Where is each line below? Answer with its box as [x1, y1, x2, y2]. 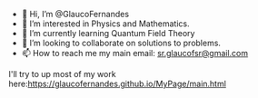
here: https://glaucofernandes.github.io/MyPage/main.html [8, 78, 226, 89]
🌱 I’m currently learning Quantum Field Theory [21, 28, 195, 38]
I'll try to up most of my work [8, 69, 116, 79]
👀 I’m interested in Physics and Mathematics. [21, 18, 190, 29]
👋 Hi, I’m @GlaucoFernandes [21, 9, 129, 19]
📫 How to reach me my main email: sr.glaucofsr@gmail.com [21, 48, 249, 58]
